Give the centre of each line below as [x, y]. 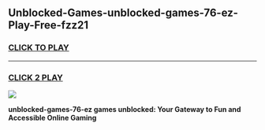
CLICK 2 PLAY [35, 77]
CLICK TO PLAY [39, 48]
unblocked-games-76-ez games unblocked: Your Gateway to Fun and [125, 109]
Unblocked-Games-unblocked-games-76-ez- [123, 13]
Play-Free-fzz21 [49, 26]
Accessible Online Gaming [52, 117]
